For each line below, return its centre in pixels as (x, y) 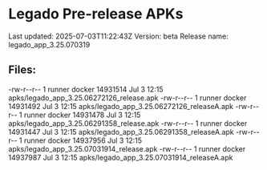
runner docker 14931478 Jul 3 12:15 (82, 115)
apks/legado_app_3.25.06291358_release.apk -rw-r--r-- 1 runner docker (128, 123)
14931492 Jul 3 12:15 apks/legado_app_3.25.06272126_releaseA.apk (121, 106)
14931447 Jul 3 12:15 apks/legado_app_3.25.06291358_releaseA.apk (121, 132)
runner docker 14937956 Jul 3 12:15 (83, 140)
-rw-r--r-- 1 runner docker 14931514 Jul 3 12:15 (86, 89)
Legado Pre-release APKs (96, 14)
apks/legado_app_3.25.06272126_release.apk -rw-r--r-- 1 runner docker (127, 98)
